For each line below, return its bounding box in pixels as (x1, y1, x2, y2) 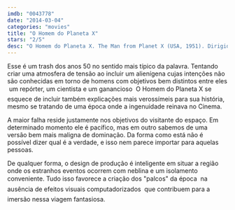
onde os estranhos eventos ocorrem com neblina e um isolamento (7, 167, 198, 175)
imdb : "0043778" (7, 10, 55, 17)
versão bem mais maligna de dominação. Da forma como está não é (7, 131, 204, 139)
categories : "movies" (7, 23, 71, 30)
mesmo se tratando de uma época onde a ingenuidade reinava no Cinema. (7, 102, 222, 111)
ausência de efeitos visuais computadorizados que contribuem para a (7, 185, 211, 193)
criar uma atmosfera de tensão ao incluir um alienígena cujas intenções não (7, 69, 225, 78)
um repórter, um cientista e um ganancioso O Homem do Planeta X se (8, 85, 212, 93)
